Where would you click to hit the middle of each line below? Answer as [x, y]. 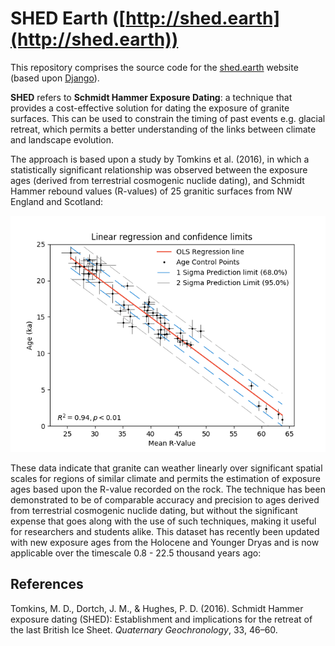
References [47, 584]
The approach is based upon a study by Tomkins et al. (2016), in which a [160, 159]
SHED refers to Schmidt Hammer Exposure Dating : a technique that [151, 97]
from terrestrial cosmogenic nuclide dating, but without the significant [154, 510]
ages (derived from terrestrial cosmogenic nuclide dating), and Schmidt [157, 180]
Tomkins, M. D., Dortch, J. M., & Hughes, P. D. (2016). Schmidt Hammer [157, 608]
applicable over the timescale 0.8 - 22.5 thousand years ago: [136, 553]
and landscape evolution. [62, 139]
